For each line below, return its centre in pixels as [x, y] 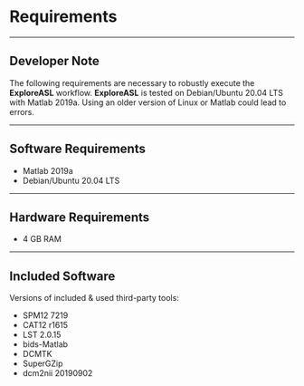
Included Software [62, 276]
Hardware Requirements [80, 217]
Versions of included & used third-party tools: [94, 298]
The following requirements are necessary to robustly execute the [132, 82]
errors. [22, 111]
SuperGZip [43, 363]
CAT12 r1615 [45, 325]
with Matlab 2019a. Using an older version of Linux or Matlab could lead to [148, 102]
